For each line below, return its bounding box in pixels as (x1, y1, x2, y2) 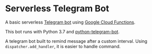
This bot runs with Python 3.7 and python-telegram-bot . (5, 28, 120, 34)
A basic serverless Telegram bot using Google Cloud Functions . (5, 19, 136, 25)
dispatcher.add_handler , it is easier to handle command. (5, 43, 121, 49)
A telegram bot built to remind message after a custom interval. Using (5, 38, 148, 44)
